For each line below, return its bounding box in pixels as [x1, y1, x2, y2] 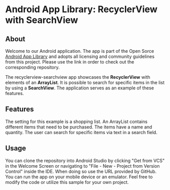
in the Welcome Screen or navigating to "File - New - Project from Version [5, 163, 160, 169]
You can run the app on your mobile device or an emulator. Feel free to [5, 174, 153, 180]
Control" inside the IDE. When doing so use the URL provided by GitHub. [5, 168, 157, 174]
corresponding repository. [5, 65, 60, 70]
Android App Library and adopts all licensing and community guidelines [5, 53, 155, 59]
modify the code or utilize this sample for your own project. [5, 179, 129, 185]
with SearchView [5, 14, 79, 26]
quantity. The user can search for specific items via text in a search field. [5, 129, 158, 135]
